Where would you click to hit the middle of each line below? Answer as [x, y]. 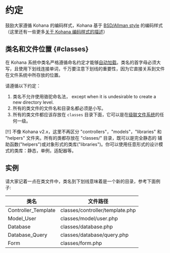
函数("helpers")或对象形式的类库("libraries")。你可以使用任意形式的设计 [84, 144]
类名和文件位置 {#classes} [47, 49]
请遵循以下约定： [23, 86]
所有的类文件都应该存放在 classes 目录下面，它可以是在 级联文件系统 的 [86, 114]
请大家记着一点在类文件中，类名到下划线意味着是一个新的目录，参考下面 [80, 181]
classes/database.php [87, 227]
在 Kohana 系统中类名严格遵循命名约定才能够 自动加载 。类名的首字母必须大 [83, 62]
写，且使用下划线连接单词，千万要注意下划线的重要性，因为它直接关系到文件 [85, 68]
